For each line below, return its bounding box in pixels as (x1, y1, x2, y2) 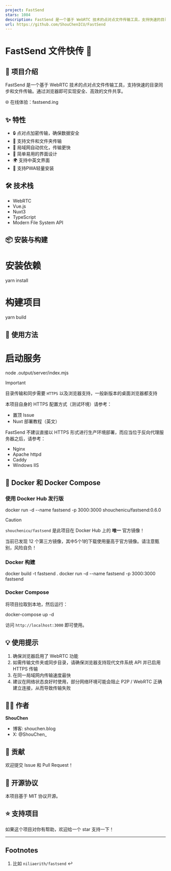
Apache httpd (12, 451, 42, 458)
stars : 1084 (5, 12, 31, 17)
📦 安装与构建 (5, 236, 48, 244)
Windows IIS (12, 462, 39, 468)
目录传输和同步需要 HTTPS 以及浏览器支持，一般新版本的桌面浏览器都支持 (5, 390, 158, 396)
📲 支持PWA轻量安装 (12, 165, 54, 171)
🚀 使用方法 (5, 330, 38, 339)
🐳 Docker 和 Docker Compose (5, 478, 101, 487)
